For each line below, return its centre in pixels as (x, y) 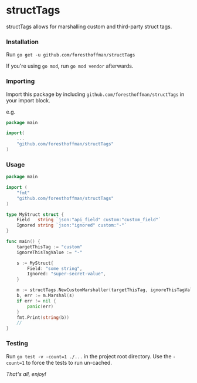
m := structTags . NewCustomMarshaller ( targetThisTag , (82, 290)
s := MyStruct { (35, 263)
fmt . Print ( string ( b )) (43, 317)
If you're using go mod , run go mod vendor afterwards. (70, 66)
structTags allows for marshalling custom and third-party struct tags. (89, 26)
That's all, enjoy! (26, 374)
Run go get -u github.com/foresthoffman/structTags (71, 55)
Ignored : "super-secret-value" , (67, 274)
